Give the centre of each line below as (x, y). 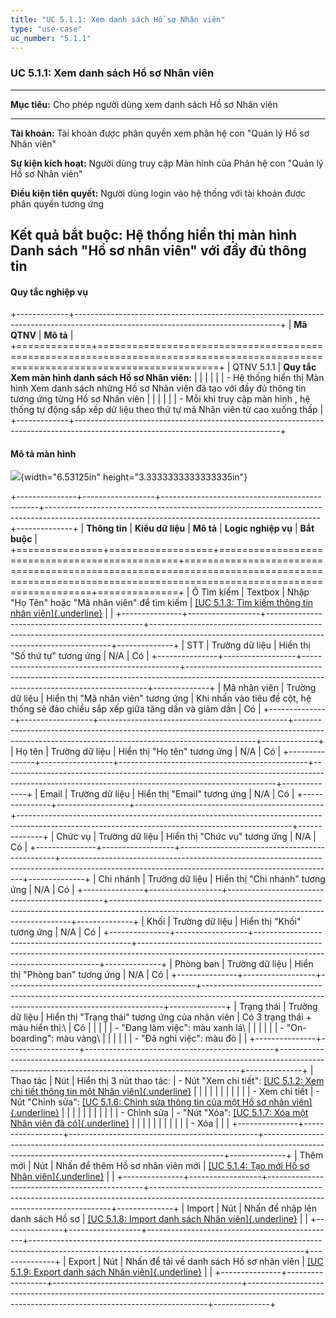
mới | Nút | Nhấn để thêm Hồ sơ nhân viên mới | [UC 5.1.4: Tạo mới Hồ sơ (160, 1166)
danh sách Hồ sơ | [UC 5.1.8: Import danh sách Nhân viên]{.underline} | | (159, 1219)
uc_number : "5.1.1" (51, 38)
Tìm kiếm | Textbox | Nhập (255, 592)
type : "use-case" (46, 29)
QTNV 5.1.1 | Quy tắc (274, 367)
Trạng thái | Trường (278, 1007)
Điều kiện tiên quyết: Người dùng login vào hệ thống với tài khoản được (158, 193)
